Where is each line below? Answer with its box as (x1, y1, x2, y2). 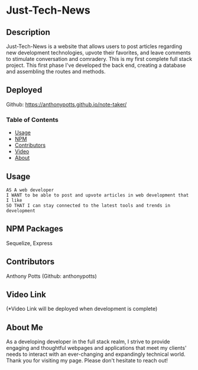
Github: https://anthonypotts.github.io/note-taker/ (6, 101, 127, 108)
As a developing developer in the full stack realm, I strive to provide (6, 338, 170, 345)
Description (6, 27, 50, 37)
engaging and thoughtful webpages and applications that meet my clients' (6, 345, 187, 352)
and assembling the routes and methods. (6, 68, 106, 75)
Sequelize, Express (6, 239, 53, 246)
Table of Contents (6, 115, 59, 124)
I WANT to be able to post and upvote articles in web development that (6, 192, 189, 198)
